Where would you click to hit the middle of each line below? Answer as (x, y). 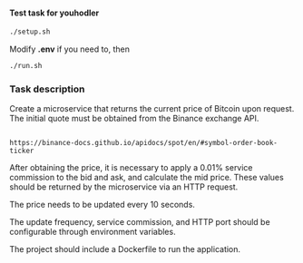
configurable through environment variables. (93, 232)
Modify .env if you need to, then (69, 49)
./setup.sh (30, 32)
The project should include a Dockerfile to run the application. (125, 249)
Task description (47, 89)
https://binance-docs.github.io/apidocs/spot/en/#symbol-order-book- (144, 143)
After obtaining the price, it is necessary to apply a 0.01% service (131, 168)
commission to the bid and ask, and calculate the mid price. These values (147, 178)
